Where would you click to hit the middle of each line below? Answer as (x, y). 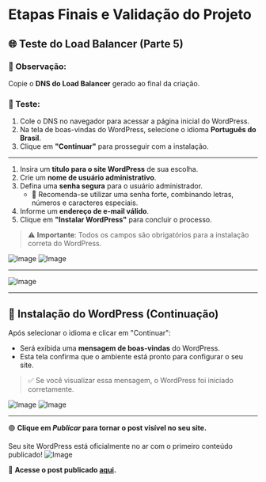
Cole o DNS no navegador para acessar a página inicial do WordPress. (135, 121)
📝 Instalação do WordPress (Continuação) (114, 314)
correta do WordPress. (65, 244)
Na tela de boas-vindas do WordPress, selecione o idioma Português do (138, 130)
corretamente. (51, 389)
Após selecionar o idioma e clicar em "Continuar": (90, 332)
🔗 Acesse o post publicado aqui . (63, 469)
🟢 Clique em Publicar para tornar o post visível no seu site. (108, 427)
